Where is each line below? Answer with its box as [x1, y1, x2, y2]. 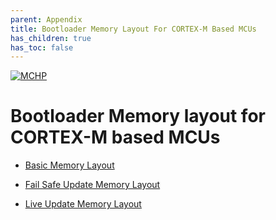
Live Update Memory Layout [24, 198, 142, 210]
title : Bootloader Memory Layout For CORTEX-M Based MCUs [10, 24, 257, 34]
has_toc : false [10, 42, 74, 53]
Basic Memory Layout [24, 159, 115, 171]
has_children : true [10, 33, 92, 43]
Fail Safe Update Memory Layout [24, 179, 161, 191]
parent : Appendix [10, 14, 83, 25]
